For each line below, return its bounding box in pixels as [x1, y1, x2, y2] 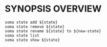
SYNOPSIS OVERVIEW [5, 3, 102, 15]
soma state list [5, 33, 39, 38]
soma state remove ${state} [5, 24, 65, 29]
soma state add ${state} [5, 20, 58, 25]
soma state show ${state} [5, 37, 60, 42]
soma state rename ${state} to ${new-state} [5, 28, 101, 33]
